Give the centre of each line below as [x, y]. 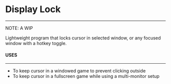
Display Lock [33, 9]
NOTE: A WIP [19, 28]
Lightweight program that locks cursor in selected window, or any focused [83, 38]
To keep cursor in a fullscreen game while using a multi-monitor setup [86, 76]
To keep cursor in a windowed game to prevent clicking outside [79, 71]
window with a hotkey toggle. [36, 43]
